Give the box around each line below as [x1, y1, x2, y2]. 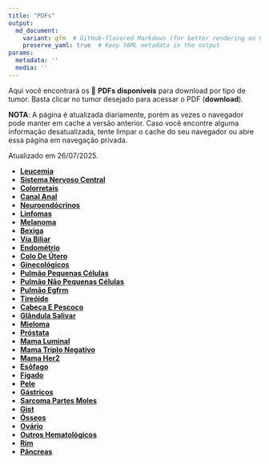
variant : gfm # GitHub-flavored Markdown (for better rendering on [22, 34, 256, 42]
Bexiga [19, 226, 44, 235]
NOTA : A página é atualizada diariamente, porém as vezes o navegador [8, 110, 244, 119]
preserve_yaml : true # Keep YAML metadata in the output [22, 42, 220, 50]
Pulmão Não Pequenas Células [19, 277, 125, 286]
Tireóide [19, 294, 50, 303]
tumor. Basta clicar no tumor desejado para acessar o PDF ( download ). [8, 94, 244, 104]
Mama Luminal [19, 336, 70, 346]
